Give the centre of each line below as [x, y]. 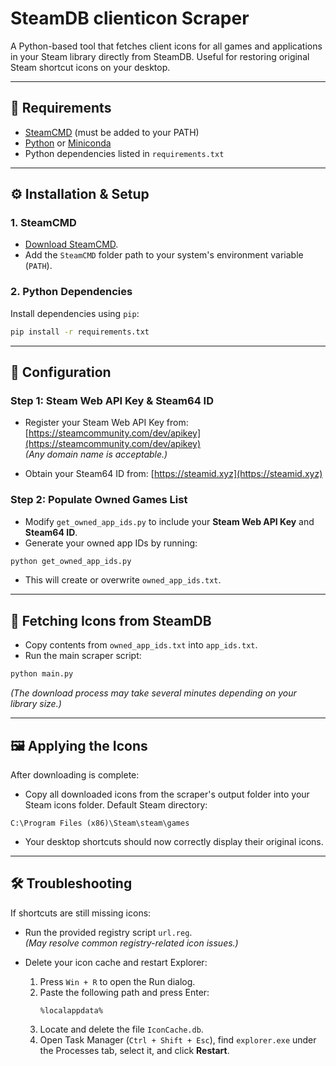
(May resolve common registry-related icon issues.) [131, 943]
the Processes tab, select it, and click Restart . [134, 1050]
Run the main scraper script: [83, 656]
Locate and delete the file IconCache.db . [121, 1029]
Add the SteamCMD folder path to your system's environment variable [164, 255]
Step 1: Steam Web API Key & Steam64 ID [112, 400]
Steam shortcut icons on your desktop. [90, 67]
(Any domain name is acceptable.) [96, 454]
